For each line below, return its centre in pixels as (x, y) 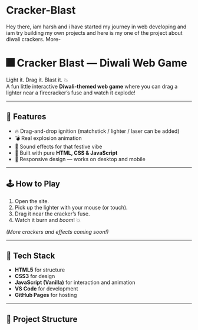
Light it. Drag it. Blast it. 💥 (37, 80)
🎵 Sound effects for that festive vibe (58, 146)
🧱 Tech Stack (31, 255)
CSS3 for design (35, 276)
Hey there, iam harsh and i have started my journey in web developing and (96, 27)
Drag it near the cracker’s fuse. (52, 214)
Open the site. (32, 201)
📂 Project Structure (42, 319)
